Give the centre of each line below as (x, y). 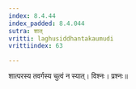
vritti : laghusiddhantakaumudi (61, 38)
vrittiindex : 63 (36, 46)
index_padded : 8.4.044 (47, 23)
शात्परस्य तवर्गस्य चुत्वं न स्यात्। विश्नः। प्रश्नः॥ (68, 76)
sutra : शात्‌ (25, 31)
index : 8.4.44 (32, 16)
